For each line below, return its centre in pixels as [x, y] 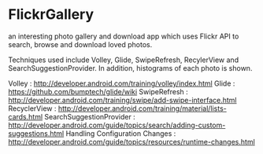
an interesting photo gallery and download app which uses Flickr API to [124, 36]
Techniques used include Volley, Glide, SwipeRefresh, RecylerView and [123, 60]
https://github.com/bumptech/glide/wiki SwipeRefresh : [98, 91]
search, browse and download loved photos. [80, 44]
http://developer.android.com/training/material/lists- [142, 108]
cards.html [26, 116]
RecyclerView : [32, 108]
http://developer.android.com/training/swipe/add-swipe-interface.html [122, 100]
